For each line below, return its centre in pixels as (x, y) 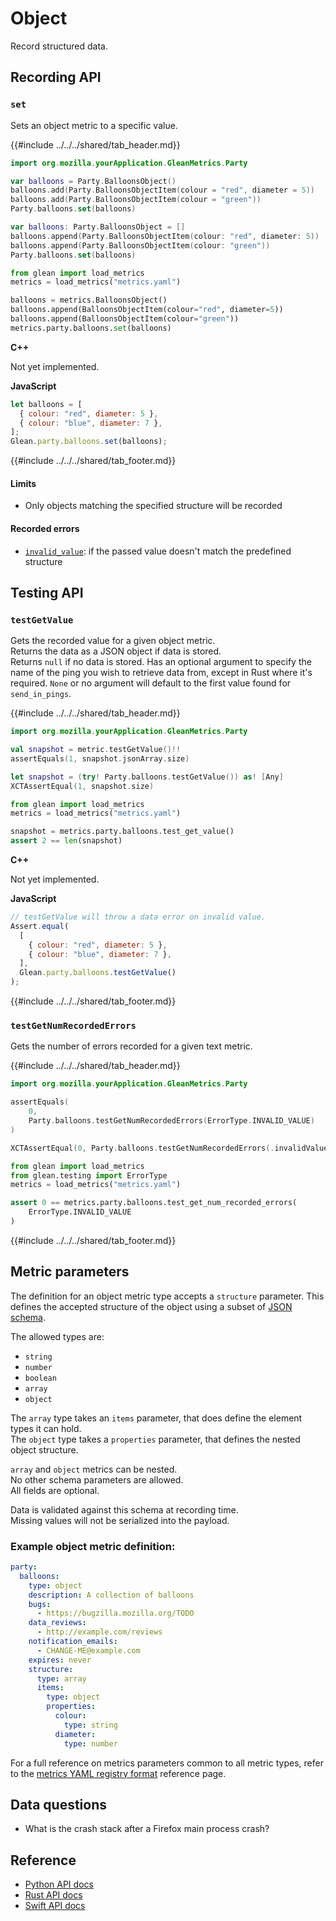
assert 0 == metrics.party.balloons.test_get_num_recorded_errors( (154, 1203)
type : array (61, 1678)
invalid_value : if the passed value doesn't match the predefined (158, 551)
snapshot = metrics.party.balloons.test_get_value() (122, 832)
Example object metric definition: (93, 1546)
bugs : (40, 1604)
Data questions (58, 1804)
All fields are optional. (55, 1490)
